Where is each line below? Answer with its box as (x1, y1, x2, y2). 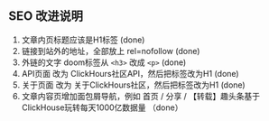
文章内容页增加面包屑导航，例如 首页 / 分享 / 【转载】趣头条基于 (21, 90, 261, 101)
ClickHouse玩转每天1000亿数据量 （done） (21, 102, 183, 113)
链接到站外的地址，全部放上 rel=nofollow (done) (21, 45, 200, 56)
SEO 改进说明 (8, 8, 83, 24)
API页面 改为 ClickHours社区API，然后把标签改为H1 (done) (21, 68, 240, 79)
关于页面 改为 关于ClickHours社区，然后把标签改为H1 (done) (21, 79, 246, 90)
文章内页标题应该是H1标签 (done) (21, 34, 145, 45)
